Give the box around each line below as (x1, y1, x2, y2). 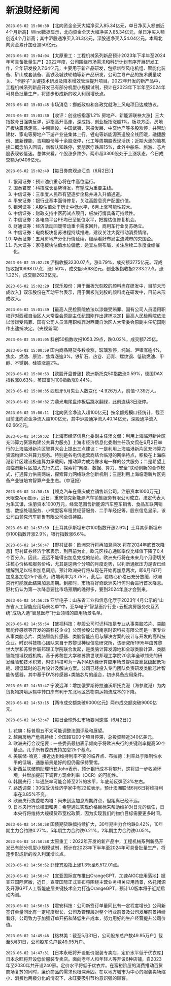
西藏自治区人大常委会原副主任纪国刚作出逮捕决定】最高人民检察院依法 (19, 313, 166, 319)
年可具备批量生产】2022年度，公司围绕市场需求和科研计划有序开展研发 (6, 59, 155, 65)
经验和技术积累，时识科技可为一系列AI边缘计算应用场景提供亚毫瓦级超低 (10, 659, 161, 665)
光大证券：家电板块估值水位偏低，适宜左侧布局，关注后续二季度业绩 (13, 242, 156, 248)
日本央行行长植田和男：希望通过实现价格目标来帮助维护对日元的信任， (13, 804, 160, 810)
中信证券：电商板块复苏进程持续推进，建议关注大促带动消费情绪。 (13, 229, 151, 235)
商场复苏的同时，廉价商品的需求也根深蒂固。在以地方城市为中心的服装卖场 (6, 968, 161, 975)
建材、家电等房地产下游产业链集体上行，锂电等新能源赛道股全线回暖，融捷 (6, 131, 161, 137)
